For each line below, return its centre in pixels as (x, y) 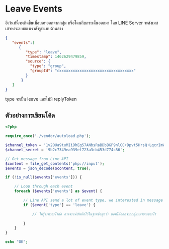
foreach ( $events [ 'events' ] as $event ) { (58, 191)
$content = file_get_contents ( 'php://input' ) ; (55, 164)
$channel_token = (23, 145)
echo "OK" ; (17, 242)
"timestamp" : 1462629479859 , (56, 57)
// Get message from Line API (37, 159)
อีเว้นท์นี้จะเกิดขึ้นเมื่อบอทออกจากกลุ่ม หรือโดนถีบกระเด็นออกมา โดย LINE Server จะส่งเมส (82, 23)
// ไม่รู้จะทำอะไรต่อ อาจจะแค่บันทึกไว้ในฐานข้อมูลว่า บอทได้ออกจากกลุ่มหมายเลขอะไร (94, 214)
